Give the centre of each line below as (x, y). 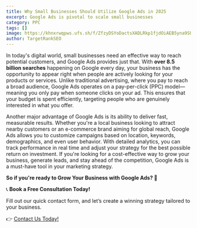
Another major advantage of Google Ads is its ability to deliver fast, (87, 117)
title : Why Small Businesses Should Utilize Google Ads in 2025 (86, 11)
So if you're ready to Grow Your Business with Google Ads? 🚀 (82, 178)
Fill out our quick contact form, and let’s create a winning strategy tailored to (98, 201)
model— (175, 86)
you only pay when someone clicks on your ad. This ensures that (107, 93)
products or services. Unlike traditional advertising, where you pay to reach (97, 80)
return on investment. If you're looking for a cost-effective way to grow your (98, 154)
